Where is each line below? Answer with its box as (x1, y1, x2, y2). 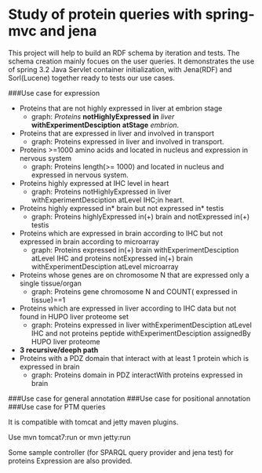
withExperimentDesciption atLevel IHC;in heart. (31, 195, 184, 205)
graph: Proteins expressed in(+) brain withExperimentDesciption (31, 245, 239, 254)
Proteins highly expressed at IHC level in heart (19, 178, 169, 187)
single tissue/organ (19, 278, 82, 288)
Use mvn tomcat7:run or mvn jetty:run (8, 432, 131, 442)
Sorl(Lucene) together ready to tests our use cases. (8, 73, 175, 82)
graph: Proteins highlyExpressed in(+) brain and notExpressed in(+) (31, 212, 249, 221)
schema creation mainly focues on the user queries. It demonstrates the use (8, 56, 255, 66)
